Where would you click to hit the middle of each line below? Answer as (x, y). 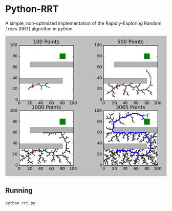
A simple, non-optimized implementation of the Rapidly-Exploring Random (83, 23)
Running (19, 191)
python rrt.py (20, 203)
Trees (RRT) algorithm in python (39, 28)
